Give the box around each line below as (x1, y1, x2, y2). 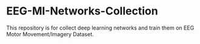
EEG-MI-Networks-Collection (6, 4, 159, 18)
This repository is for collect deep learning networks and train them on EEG (6, 24, 195, 31)
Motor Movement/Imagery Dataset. (6, 30, 94, 37)
